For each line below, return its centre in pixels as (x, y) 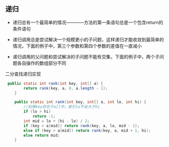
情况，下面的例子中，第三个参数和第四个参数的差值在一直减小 (77, 46)
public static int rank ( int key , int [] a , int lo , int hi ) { (80, 102)
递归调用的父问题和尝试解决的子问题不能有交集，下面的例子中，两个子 (86, 56)
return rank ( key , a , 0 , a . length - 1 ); (66, 88)
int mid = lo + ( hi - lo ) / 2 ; (57, 121)
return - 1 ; (44, 116)
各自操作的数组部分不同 (42, 63)
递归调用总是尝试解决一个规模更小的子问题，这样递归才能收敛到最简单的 (88, 39)
